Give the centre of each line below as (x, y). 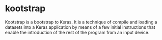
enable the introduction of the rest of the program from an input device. (77, 32)
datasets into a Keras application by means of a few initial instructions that (80, 27)
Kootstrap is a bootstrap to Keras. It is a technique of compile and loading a (81, 22)
